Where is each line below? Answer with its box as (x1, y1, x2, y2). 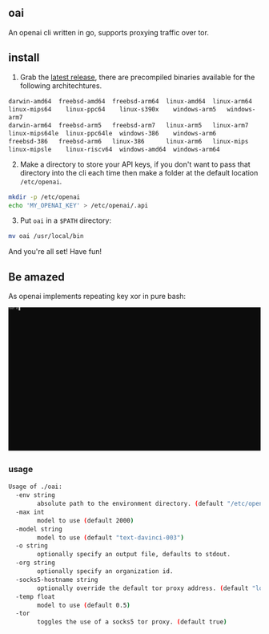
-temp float (15, 592, 56, 600)
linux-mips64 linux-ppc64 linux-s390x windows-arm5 (8, 105, 217, 113)
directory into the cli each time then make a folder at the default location (19, 168, 259, 177)
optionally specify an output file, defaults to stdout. (37, 551, 231, 559)
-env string (15, 491, 56, 499)
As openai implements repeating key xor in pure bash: (8, 292, 187, 301)
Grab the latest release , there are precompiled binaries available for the (19, 72, 255, 82)
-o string (15, 542, 48, 550)
